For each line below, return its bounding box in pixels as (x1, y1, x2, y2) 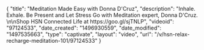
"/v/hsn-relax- (154, 31, 191, 38)
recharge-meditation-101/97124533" (6, 37, 98, 44)
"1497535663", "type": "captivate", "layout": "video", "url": (6, 31, 153, 38)
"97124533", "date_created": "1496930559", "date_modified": (6, 24, 162, 31)
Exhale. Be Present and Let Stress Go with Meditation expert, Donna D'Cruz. (6, 11, 199, 19)
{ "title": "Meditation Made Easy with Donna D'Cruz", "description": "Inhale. (6, 5, 195, 12)
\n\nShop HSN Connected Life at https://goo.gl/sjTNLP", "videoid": (6, 18, 174, 25)
